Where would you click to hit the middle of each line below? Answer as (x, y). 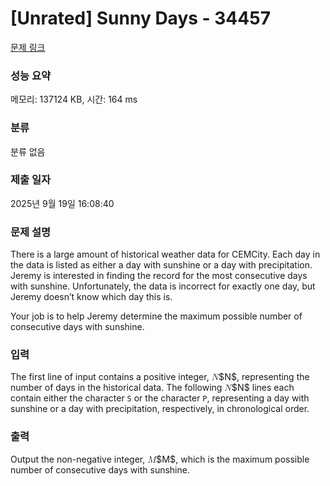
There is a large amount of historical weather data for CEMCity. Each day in (165, 254)
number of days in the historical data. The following (116, 388)
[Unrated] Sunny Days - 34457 (140, 18)
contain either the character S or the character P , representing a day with (160, 398)
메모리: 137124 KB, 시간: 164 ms (74, 99)
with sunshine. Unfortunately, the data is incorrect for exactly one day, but (163, 286)
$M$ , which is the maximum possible (233, 459)
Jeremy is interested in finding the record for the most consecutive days (159, 276)
